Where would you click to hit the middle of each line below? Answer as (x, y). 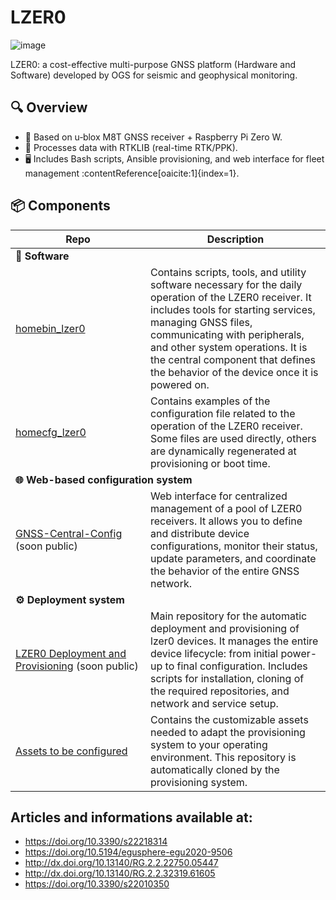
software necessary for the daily (226, 284)
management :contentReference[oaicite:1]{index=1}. (132, 173)
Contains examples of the (210, 401)
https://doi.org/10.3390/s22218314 (96, 842)
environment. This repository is (223, 757)
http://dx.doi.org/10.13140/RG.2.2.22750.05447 (121, 863)
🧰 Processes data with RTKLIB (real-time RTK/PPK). (131, 147)
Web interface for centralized (219, 496)
